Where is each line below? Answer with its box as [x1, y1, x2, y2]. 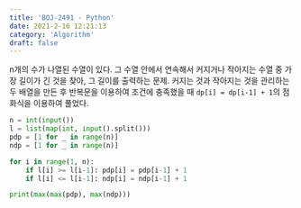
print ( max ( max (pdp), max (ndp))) [9, 190, 131, 199]
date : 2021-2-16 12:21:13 [9, 22, 106, 31]
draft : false [9, 38, 59, 48]
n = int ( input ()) [9, 116, 75, 125]
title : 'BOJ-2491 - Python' [9, 13, 115, 23]
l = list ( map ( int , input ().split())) [9, 124, 151, 133]
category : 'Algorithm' [9, 30, 95, 39]
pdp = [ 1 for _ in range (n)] [9, 132, 119, 141]
